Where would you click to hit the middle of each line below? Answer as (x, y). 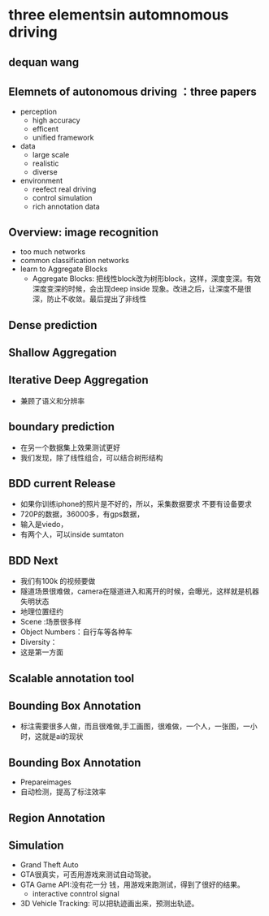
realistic (46, 163)
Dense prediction (53, 325)
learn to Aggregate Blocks (64, 269)
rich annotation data (66, 207)
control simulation (62, 198)
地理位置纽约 (41, 611)
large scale (51, 155)
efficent (45, 129)
